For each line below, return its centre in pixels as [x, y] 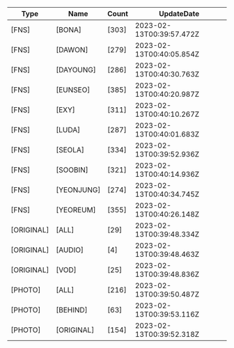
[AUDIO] [69, 250]
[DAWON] [72, 50]
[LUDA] [68, 130]
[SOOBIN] [72, 170]
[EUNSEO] [73, 90]
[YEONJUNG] [78, 190]
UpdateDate [179, 14]
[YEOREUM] [76, 210]
